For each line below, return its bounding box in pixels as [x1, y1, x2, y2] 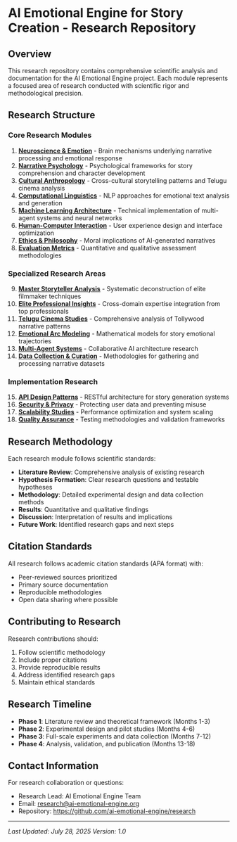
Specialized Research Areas [8, 269, 106, 279]
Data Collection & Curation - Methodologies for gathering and [18, 352, 199, 360]
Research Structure [8, 109, 96, 121]
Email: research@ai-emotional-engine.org [18, 800, 140, 808]
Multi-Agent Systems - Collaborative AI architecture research [18, 344, 199, 352]
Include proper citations [18, 656, 88, 664]
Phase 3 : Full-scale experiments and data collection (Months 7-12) [18, 732, 212, 740]
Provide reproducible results [18, 663, 101, 671]
